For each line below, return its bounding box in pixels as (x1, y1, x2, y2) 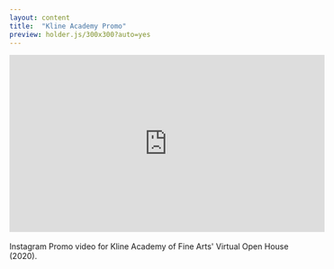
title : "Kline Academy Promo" (9, 22, 127, 31)
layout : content (9, 13, 70, 22)
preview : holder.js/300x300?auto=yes (9, 30, 151, 39)
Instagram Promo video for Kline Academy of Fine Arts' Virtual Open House (9, 241, 289, 252)
